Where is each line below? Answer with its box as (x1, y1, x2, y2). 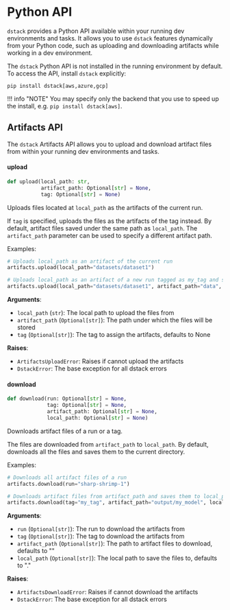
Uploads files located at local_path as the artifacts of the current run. (7, 203, 203, 211)
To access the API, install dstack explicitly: (7, 69, 127, 78)
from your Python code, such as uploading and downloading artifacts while (7, 41, 219, 49)
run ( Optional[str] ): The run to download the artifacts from (16, 525, 185, 533)
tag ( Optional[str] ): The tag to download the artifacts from (16, 532, 185, 541)
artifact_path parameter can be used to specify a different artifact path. (7, 231, 212, 239)
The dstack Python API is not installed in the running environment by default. (7, 62, 223, 70)
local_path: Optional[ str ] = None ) (47, 414, 149, 421)
